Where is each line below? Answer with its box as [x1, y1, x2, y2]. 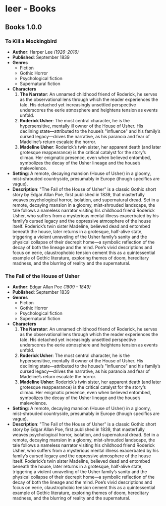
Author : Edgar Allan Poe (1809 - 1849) [12, 284, 91, 290]
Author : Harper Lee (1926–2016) [12, 49, 79, 55]
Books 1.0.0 [5, 23, 42, 31]
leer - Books [5, 3, 56, 14]
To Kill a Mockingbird [5, 38, 57, 45]
